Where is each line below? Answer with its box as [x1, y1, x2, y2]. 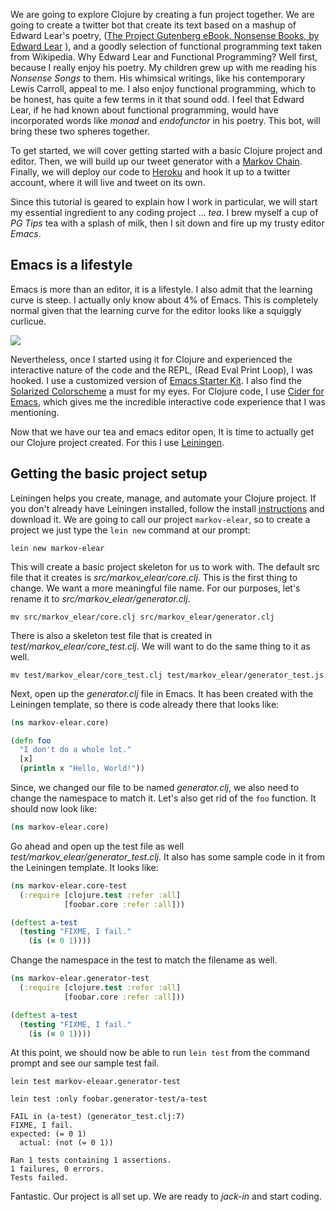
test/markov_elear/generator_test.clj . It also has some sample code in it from [10, 850, 326, 863]
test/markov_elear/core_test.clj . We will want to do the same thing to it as [10, 640, 311, 652]
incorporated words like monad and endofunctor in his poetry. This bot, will [10, 115, 321, 126]
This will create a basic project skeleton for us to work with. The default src [10, 560, 320, 573]
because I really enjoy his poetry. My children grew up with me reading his [10, 62, 317, 73]
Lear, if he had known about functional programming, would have [10, 104, 279, 116]
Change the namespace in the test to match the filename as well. [10, 954, 278, 966]
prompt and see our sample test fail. [10, 1057, 160, 1069]
